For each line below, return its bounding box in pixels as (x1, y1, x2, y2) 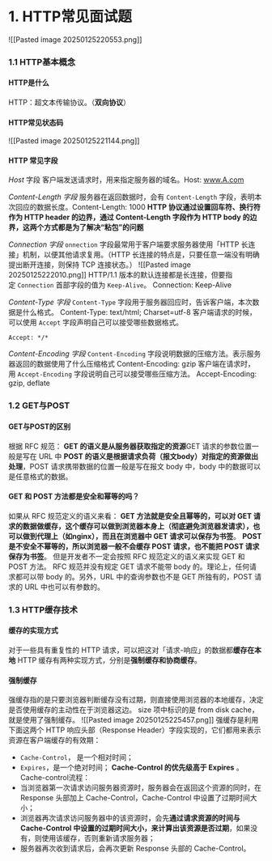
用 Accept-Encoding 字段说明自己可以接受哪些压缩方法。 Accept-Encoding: (8, 369, 257, 379)
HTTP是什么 (8, 78, 50, 87)
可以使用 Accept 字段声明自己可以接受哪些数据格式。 (8, 317, 184, 328)
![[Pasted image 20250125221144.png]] (8, 136, 140, 146)
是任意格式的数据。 (8, 471, 73, 481)
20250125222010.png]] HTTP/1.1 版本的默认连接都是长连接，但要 (8, 270, 226, 280)
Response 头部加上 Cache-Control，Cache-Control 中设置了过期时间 (19, 793, 251, 803)
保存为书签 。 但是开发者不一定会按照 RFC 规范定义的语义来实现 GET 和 (8, 551, 245, 561)
